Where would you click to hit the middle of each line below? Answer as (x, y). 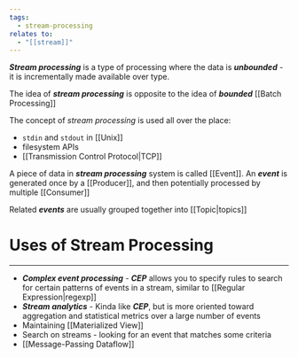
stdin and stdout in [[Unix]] (72, 137)
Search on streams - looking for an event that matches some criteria (147, 335)
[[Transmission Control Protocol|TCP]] (92, 157)
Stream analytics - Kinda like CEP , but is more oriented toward (138, 307)
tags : (19, 17)
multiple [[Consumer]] (50, 192)
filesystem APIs (51, 147)
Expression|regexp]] (59, 297)
